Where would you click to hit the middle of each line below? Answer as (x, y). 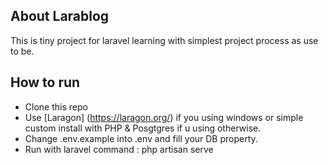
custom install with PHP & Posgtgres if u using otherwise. (143, 128)
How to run (45, 82)
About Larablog (60, 16)
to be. (22, 51)
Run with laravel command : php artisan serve (119, 149)
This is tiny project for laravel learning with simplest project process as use (164, 40)
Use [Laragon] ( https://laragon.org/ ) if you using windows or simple (164, 117)
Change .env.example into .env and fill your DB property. (141, 138)
